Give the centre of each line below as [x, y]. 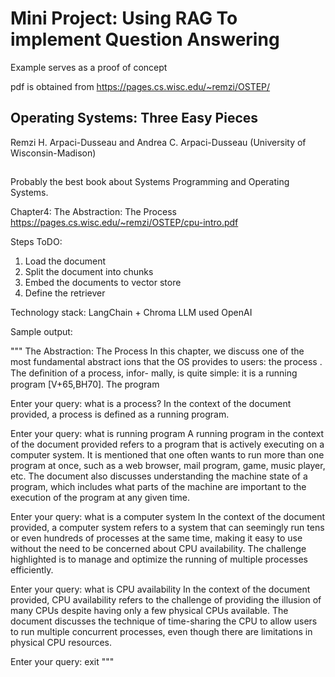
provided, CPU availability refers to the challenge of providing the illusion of [166, 600]
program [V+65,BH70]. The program [85, 384]
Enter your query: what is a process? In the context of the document [151, 404]
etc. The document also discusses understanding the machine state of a [159, 476]
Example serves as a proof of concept [89, 67]
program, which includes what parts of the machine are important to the [158, 487]
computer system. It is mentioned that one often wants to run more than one [167, 455]
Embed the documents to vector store [103, 283]
